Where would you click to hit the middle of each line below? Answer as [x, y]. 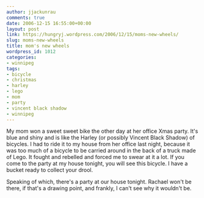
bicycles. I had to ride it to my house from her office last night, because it [98, 144]
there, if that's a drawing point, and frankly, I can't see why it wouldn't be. [99, 188]
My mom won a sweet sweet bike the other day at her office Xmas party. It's [102, 131]
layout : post [23, 29]
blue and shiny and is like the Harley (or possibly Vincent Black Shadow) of [101, 138]
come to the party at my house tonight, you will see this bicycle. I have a [97, 164]
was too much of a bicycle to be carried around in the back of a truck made [101, 150]
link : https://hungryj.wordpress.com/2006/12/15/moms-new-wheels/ [93, 35]
